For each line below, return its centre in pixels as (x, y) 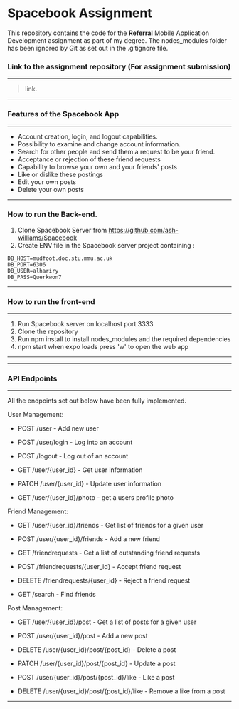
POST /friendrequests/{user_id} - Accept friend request (99, 567)
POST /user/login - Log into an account (75, 442)
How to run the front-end (51, 301)
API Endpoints (32, 378)
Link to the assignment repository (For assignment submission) (119, 66)
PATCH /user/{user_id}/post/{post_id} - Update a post (96, 664)
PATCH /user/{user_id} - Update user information (90, 484)
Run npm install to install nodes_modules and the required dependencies (124, 339)
